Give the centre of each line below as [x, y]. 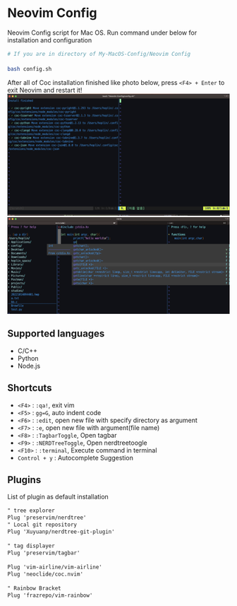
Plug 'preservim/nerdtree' [47, 518]
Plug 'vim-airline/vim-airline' [55, 567]
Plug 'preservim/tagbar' [44, 553]
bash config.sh [30, 69]
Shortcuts [30, 388]
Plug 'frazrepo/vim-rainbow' [50, 595]
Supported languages [56, 334]
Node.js [29, 366]
